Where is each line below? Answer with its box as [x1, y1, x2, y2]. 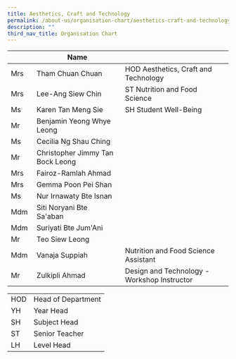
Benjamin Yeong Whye [36, 116, 111, 126]
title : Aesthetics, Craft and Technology [7, 10, 131, 18]
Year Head [33, 306, 69, 316]
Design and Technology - [124, 266, 210, 276]
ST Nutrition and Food [124, 85, 198, 95]
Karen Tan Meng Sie [36, 105, 103, 115]
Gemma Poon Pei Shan [36, 180, 112, 190]
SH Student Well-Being [124, 105, 202, 115]
